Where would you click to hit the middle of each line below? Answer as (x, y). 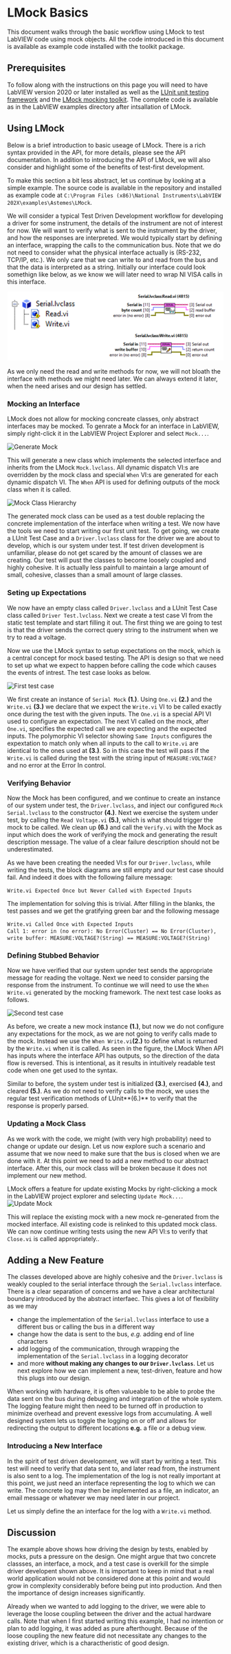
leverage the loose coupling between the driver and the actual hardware (109, 1614)
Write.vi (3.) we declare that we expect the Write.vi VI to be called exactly (114, 706)
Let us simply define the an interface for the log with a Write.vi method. (109, 1511)
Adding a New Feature (56, 1260)
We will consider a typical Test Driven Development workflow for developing (115, 216)
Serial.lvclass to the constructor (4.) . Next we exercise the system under (113, 812)
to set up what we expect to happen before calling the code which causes (112, 665)
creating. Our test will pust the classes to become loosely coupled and (107, 561)
